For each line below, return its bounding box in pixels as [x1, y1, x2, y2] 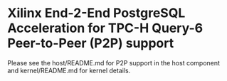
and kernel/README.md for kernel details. [7, 66, 131, 75]
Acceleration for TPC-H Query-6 [7, 20, 204, 36]
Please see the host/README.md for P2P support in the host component [7, 58, 221, 67]
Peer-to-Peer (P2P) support [7, 36, 174, 51]
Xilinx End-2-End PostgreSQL [7, 5, 186, 21]
